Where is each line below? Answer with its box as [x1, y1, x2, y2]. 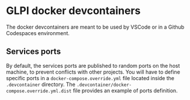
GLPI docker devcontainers [6, 4, 141, 18]
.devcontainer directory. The [6, 81, 76, 88]
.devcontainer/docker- [77, 82, 132, 88]
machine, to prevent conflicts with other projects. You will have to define [6, 68, 180, 75]
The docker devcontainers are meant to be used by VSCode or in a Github [6, 23, 185, 30]
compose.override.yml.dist [6, 88, 72, 94]
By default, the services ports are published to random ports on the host [6, 62, 180, 69]
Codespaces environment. [6, 29, 70, 36]
